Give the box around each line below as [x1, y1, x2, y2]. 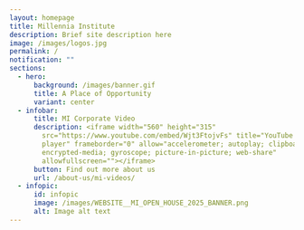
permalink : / [9, 47, 59, 56]
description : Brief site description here [9, 30, 172, 39]
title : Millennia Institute [9, 22, 116, 31]
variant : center [33, 97, 95, 107]
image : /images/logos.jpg [9, 38, 107, 48]
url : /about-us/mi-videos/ [33, 173, 136, 182]
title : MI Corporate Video [33, 114, 136, 123]
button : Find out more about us [33, 165, 156, 174]
